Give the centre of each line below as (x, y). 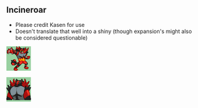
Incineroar (27, 10)
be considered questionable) (51, 38)
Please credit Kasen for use (50, 24)
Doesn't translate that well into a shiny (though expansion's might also (104, 31)
